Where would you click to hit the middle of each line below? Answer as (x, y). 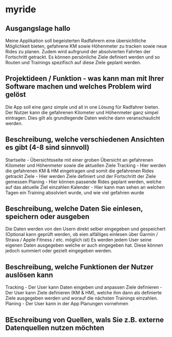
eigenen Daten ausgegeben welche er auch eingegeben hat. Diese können (84, 245)
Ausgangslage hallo (38, 28)
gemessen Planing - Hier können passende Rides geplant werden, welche (83, 182)
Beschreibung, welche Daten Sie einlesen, (74, 209)
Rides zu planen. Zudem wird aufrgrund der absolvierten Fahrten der (78, 52)
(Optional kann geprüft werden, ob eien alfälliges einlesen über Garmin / (82, 234)
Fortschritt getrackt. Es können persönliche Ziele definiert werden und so (83, 57)
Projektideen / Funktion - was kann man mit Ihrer (85, 79)
